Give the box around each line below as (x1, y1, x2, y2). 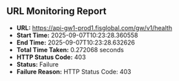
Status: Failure (16, 60, 59, 68)
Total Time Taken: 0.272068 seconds (16, 45, 125, 54)
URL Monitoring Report (6, 5, 107, 17)
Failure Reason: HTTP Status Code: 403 (16, 67, 131, 76)
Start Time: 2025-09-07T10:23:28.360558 (16, 31, 138, 39)
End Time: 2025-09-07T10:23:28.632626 (16, 38, 136, 47)
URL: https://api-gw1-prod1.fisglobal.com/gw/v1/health (16, 23, 173, 32)
